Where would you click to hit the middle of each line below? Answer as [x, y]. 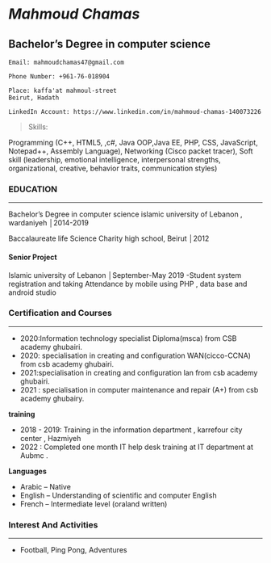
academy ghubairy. [52, 398]
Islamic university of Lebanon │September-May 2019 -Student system [125, 275]
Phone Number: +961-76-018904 [59, 77]
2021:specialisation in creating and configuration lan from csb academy [139, 372]
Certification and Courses [60, 313]
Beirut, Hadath [34, 98]
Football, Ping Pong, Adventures [73, 550]
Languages [27, 471]
